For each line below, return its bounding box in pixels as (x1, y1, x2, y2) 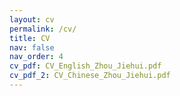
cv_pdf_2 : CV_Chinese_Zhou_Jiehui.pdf (9, 71, 171, 81)
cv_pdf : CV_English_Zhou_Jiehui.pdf (9, 61, 162, 71)
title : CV (9, 33, 51, 43)
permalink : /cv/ (9, 24, 77, 34)
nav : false (9, 42, 55, 53)
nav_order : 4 (9, 52, 64, 62)
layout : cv (9, 14, 55, 25)
